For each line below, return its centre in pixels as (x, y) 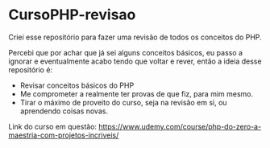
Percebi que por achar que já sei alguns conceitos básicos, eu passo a (126, 52)
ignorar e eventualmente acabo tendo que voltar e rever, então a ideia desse (135, 61)
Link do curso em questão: (53, 126)
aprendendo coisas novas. (64, 111)
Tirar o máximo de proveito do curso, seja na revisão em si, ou (123, 102)
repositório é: (31, 69)
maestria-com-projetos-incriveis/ (64, 135)
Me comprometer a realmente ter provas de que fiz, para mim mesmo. (137, 93)
